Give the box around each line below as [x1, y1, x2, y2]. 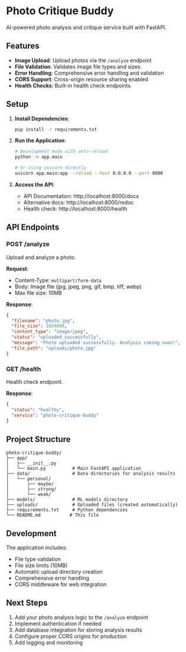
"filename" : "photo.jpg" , [11, 317, 76, 324]
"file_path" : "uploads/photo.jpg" [11, 345, 96, 351]
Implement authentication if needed [14, 620, 102, 627]
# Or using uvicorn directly [14, 165, 87, 171]
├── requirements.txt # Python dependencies [6, 507, 128, 513]
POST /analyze [6, 240, 50, 249]
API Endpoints [6, 222, 60, 233]
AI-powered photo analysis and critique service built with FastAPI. [6, 24, 167, 31]
